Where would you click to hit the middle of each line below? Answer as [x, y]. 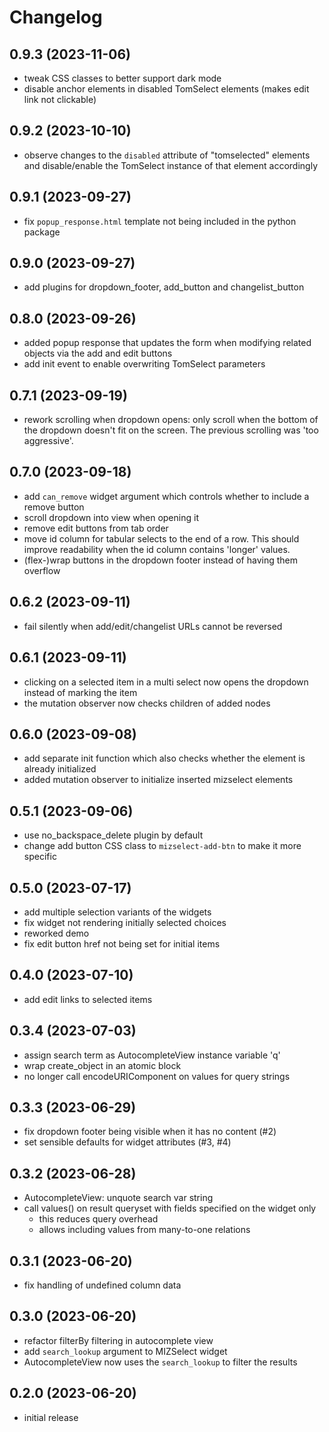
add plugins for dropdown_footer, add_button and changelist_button [164, 287]
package [42, 232]
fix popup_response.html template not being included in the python [160, 221]
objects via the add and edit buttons [98, 353]
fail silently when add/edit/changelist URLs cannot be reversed [153, 626]
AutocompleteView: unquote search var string [118, 1198]
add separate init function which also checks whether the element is [164, 758]
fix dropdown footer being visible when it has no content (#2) [150, 1132]
